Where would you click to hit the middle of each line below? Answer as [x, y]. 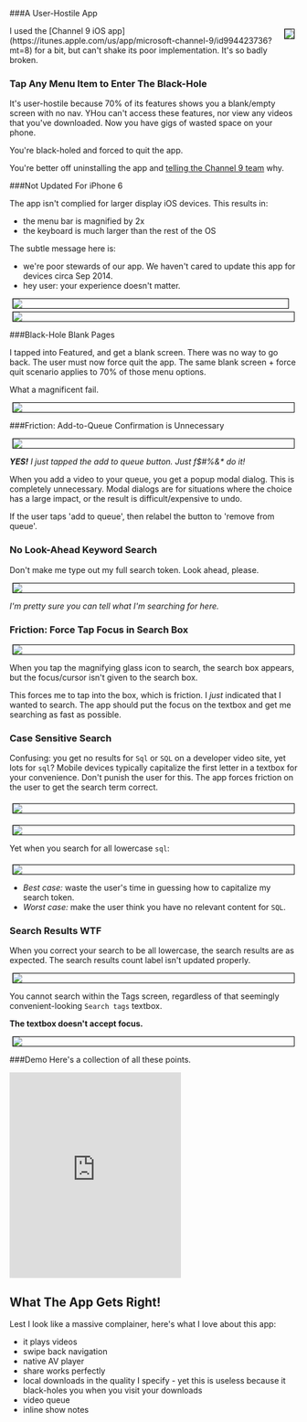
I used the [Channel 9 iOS [58, 31]
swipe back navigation [65, 1352]
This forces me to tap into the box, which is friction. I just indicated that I [145, 695]
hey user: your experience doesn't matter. [101, 286]
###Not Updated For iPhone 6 [66, 186]
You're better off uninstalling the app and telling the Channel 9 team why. [147, 168]
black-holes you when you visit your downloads [112, 1390]
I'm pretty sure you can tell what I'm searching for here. [114, 606]
